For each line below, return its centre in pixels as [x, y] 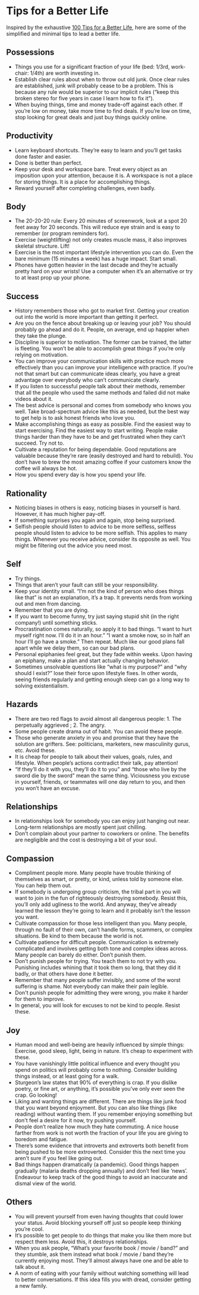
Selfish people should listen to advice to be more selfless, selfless [95, 526]
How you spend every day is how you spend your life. [80, 475]
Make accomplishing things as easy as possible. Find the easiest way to [103, 424]
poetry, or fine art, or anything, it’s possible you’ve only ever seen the [100, 1089]
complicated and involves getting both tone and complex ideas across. [101, 949]
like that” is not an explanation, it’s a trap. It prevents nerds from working [103, 597]
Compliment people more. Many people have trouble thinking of [93, 873]
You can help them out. [43, 885]
